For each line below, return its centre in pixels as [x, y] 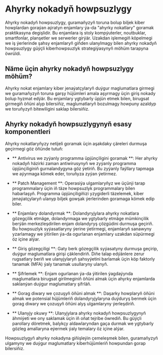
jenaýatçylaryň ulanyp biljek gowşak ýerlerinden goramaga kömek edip [83, 199]
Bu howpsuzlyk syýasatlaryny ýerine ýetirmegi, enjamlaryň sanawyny [82, 229]
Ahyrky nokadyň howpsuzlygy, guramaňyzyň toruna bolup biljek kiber [75, 22]
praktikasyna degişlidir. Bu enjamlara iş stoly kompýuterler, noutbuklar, [76, 33]
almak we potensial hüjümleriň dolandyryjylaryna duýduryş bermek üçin [84, 299]
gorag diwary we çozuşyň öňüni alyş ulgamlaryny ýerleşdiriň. [73, 303]
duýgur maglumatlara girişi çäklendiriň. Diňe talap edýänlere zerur [78, 254]
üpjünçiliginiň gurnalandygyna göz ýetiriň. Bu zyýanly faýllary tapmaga [83, 168]
